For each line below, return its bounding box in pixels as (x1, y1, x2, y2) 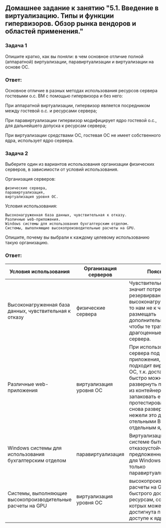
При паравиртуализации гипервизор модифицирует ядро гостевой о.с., (5, 117, 157, 123)
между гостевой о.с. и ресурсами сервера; (5, 108, 97, 114)
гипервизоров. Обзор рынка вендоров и (5, 19, 136, 28)
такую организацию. (5, 240, 49, 246)
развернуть (129, 381, 157, 388)
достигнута (129, 508, 157, 515)
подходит (129, 362, 152, 369)
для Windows (129, 457, 161, 463)
